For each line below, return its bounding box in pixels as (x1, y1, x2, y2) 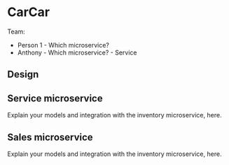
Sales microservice (7, 131, 93, 143)
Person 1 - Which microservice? (17, 41, 110, 49)
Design (7, 69, 39, 80)
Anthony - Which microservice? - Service (17, 48, 137, 57)
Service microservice (7, 92, 103, 104)
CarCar (7, 4, 50, 20)
